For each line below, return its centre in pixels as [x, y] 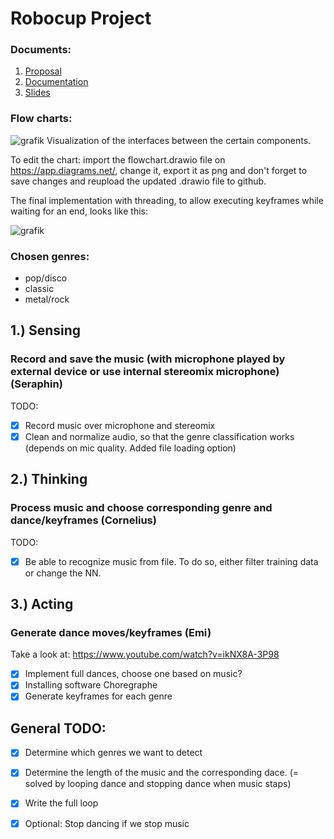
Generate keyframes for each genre [98, 696]
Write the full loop [61, 803]
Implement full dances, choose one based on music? [133, 674]
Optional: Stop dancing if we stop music [107, 823]
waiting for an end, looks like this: [79, 211]
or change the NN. [63, 573]
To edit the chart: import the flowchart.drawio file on [118, 159]
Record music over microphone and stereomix [120, 425]
